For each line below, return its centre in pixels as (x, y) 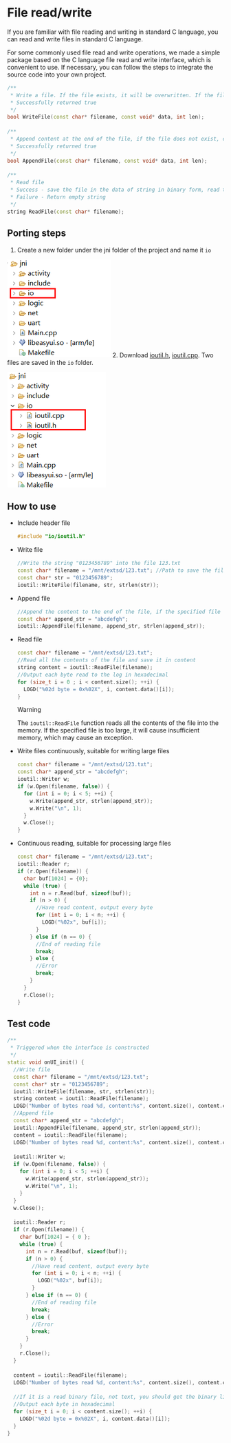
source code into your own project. (57, 74)
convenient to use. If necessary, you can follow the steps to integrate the (110, 67)
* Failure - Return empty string (58, 197)
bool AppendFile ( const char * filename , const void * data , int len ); (107, 161)
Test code (29, 1023)
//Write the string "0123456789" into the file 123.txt (99, 564)
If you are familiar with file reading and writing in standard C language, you (113, 32)
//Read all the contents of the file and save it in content (107, 660)
